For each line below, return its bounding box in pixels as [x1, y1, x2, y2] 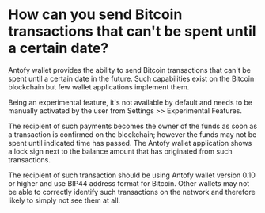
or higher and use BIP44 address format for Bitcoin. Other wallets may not [8, 178, 250, 188]
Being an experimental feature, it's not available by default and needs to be [8, 97, 253, 107]
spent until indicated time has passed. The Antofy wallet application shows [8, 138, 252, 147]
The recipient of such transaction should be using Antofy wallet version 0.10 [8, 170, 256, 180]
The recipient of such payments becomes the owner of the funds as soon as [8, 121, 258, 131]
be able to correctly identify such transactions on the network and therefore [8, 187, 256, 196]
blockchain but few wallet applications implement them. [8, 82, 190, 92]
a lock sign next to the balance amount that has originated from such [8, 146, 233, 156]
